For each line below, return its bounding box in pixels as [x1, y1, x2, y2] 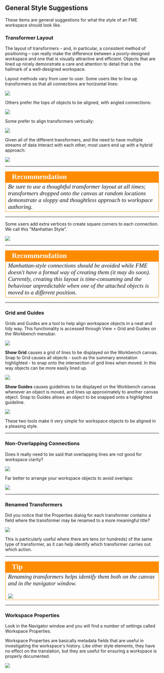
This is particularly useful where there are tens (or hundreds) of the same [5, 536, 153, 542]
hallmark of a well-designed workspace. [5, 66, 86, 72]
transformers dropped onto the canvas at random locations [8, 190, 146, 197]
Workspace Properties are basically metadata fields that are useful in [5, 638, 144, 644]
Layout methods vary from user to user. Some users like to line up [5, 76, 138, 82]
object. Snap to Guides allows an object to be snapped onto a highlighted [5, 394, 152, 400]
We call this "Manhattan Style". [5, 226, 67, 232]
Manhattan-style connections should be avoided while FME [8, 262, 148, 269]
